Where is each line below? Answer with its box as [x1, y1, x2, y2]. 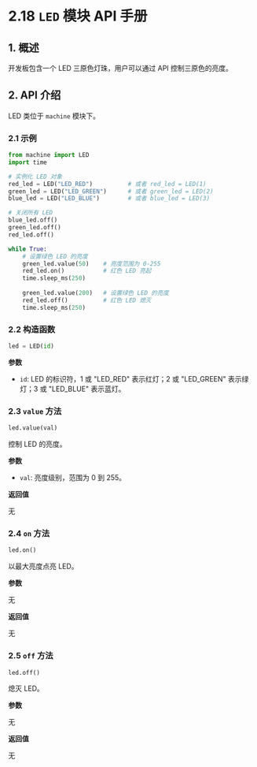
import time [8, 158, 47, 166]
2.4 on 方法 [8, 528, 50, 538]
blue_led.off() [8, 216, 58, 225]
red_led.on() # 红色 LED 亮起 [22, 267, 152, 275]
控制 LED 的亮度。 [8, 439, 67, 449]
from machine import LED [8, 151, 90, 159]
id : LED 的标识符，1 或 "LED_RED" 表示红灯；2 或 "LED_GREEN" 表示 [19, 374, 242, 383]
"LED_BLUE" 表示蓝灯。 [48, 384, 126, 393]
